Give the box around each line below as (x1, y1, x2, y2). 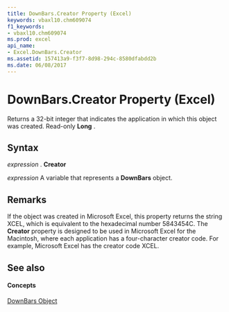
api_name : (7, 42, 36, 49)
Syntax (7, 141, 39, 153)
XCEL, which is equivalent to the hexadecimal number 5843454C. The (7, 220, 208, 228)
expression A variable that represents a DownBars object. (7, 174, 173, 182)
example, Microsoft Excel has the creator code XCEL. (7, 242, 160, 250)
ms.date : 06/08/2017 (7, 62, 67, 69)
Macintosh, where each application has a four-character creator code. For (7, 234, 219, 243)
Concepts (7, 281, 36, 290)
